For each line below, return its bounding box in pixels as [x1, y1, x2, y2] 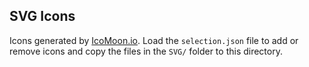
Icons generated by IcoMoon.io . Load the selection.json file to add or [9, 34, 299, 46]
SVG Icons [9, 8, 76, 25]
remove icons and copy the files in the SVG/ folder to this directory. [9, 45, 283, 57]
